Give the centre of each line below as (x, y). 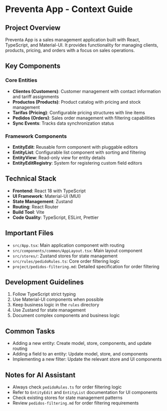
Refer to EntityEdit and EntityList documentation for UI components (85, 392)
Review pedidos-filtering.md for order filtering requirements (75, 403)
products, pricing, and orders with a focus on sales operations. (70, 50)
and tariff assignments (36, 97)
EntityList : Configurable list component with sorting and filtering (79, 152)
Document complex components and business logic (66, 315)
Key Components (33, 66)
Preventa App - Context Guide (69, 9)
